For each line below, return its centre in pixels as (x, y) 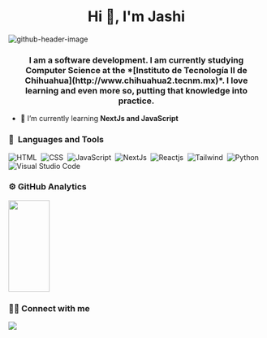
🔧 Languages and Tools (56, 140)
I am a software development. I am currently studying (136, 60)
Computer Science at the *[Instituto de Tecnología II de (136, 70)
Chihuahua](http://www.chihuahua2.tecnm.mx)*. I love (136, 80)
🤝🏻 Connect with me (50, 308)
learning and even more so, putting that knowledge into (136, 90)
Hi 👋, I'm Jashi (136, 17)
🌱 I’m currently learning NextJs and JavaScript (99, 119)
